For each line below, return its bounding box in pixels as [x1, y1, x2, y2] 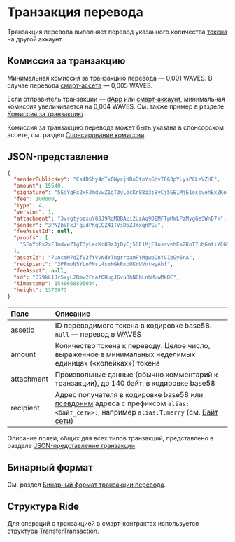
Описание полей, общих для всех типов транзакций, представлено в [7, 434, 214, 443]
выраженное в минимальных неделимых [55, 349, 196, 359]
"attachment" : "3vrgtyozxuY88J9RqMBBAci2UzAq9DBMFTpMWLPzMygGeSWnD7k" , [13, 215, 227, 222]
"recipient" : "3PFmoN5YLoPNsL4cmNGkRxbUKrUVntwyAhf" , [13, 260, 173, 267]
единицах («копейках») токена [55, 359, 160, 368]
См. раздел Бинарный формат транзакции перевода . [7, 480, 166, 489]
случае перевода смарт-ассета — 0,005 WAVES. [7, 81, 153, 90]
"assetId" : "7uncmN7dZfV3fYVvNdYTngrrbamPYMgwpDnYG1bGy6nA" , [13, 253, 196, 261]
